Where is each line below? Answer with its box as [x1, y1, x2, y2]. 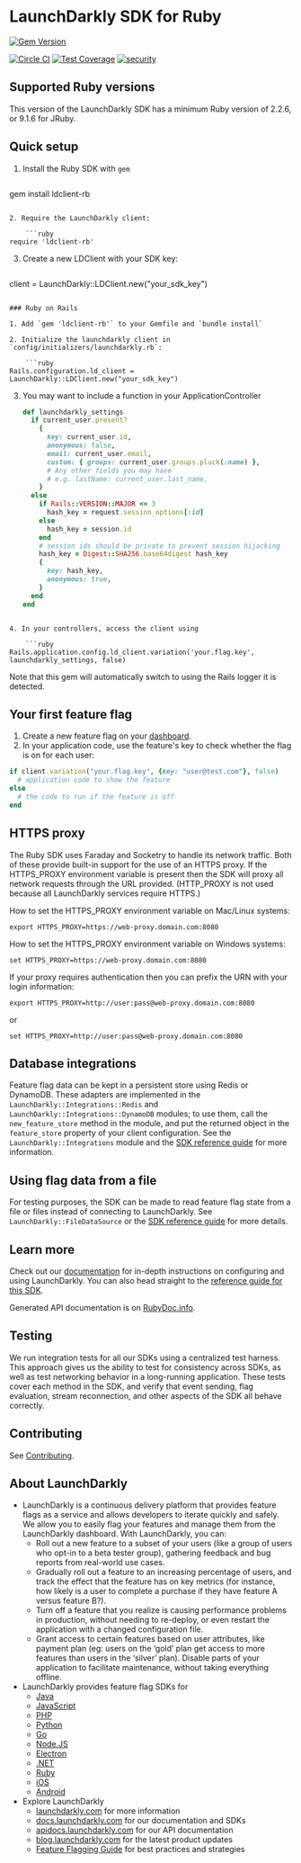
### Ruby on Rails [9, 303, 78, 312]
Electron [35, 1748, 67, 1760]
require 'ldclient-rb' [9, 237, 94, 246]
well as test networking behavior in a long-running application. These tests [9, 1371, 286, 1382]
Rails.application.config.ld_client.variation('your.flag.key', [9, 648, 255, 657]
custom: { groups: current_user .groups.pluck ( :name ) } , [46, 457, 261, 467]
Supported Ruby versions [9, 79, 155, 95]
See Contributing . [9, 1450, 75, 1461]
